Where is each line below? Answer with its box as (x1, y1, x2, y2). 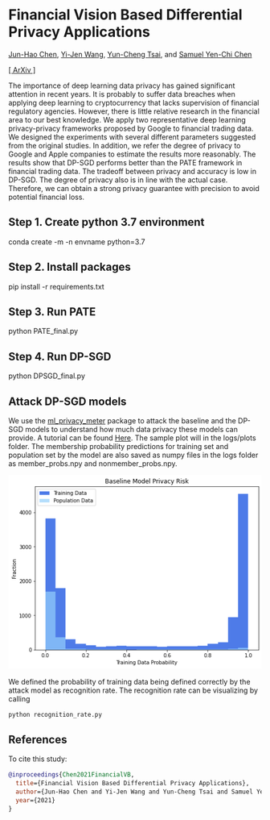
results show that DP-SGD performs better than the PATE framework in (8, 157, 243, 167)
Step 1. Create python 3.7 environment (8, 215, 205, 229)
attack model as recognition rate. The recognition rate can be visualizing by (8, 685, 259, 695)
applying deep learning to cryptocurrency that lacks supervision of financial (8, 98, 260, 107)
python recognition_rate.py (8, 711, 103, 719)
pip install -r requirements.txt (8, 281, 104, 291)
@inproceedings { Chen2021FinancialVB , (8, 771, 135, 779)
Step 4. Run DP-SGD (8, 349, 112, 364)
